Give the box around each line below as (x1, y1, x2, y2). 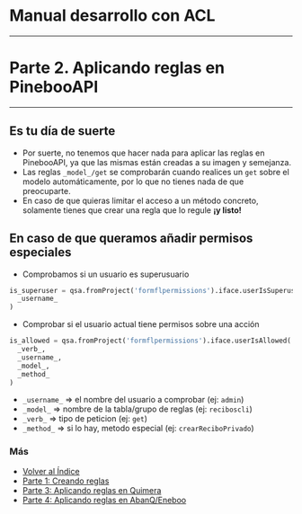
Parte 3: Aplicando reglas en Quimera (22, 484, 162, 495)
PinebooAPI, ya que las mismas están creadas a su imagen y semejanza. (22, 156, 292, 167)
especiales (9, 244, 72, 261)
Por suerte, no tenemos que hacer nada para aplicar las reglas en (22, 147, 265, 158)
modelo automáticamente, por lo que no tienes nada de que (22, 176, 244, 187)
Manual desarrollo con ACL (9, 5, 216, 26)
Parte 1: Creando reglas (22, 475, 110, 486)
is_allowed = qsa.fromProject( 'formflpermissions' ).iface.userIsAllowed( (9, 336, 292, 346)
